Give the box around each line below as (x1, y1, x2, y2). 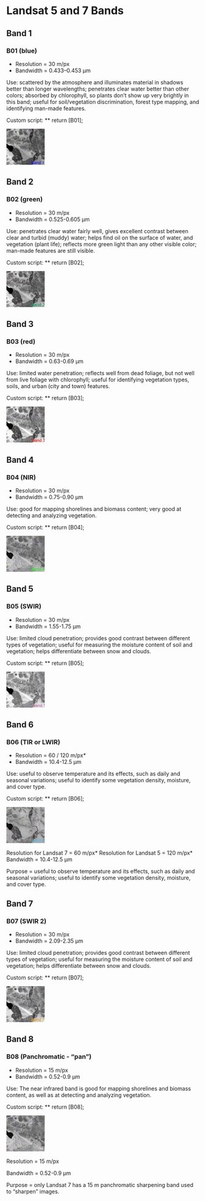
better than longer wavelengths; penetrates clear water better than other (6, 85, 190, 92)
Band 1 (6, 28, 32, 39)
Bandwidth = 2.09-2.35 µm (15, 937, 84, 945)
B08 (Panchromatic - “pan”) (6, 1052, 92, 1061)
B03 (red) (6, 337, 35, 346)
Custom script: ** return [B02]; (6, 258, 84, 266)
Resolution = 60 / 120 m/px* (15, 752, 86, 759)
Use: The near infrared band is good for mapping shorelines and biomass (6, 1085, 192, 1092)
